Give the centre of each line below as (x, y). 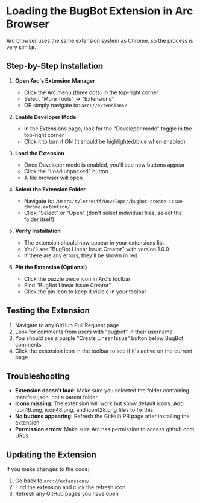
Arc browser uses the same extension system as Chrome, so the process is (100, 40)
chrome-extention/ (47, 207)
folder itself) (39, 219)
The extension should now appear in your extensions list (94, 242)
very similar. (21, 47)
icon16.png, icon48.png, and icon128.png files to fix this (84, 410)
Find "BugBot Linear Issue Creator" (67, 285)
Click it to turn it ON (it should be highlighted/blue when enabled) (105, 141)
